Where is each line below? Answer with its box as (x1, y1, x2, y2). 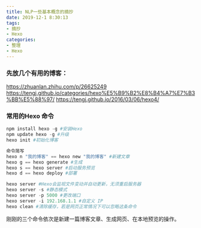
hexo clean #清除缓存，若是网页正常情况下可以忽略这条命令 (6, 203, 137, 209)
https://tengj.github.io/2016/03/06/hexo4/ (56, 96, 160, 103)
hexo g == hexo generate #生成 (6, 159, 83, 165)
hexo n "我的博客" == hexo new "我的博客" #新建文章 (6, 153, 130, 159)
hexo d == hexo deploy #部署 (6, 170, 77, 176)
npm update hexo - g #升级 (6, 132, 69, 138)
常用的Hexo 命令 (6, 112, 54, 120)
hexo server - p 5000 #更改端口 (6, 193, 81, 199)
